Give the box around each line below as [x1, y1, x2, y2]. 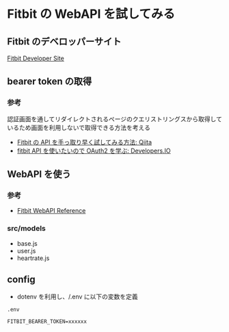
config [7, 274, 36, 285]
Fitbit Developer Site [7, 54, 65, 62]
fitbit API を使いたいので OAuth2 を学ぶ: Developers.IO [16, 146, 171, 155]
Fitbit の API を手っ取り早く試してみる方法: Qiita [16, 138, 152, 146]
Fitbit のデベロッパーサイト [7, 36, 122, 47]
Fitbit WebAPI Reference [16, 207, 86, 215]
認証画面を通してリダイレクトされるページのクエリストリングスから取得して [7, 114, 222, 123]
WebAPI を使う [7, 168, 71, 180]
